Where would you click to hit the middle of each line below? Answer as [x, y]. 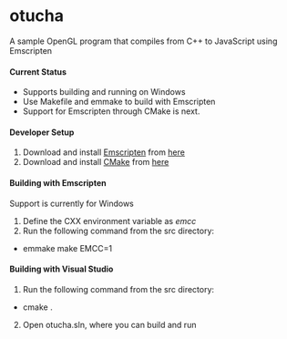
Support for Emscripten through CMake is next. [111, 111]
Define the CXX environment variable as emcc [109, 221]
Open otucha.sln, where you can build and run [109, 324]
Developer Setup [42, 132]
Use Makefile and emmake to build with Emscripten [119, 102]
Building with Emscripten [58, 182]
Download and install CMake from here [96, 162]
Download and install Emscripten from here [103, 152]
